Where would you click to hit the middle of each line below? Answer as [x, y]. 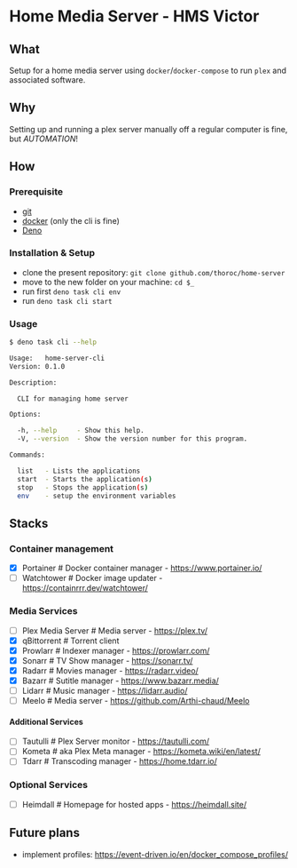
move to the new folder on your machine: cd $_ [108, 282]
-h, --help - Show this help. [81, 431]
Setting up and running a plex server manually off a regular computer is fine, [148, 129]
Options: [25, 415]
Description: [33, 382]
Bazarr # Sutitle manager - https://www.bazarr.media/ [121, 681]
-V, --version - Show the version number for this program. [133, 439]
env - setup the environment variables [97, 496]
